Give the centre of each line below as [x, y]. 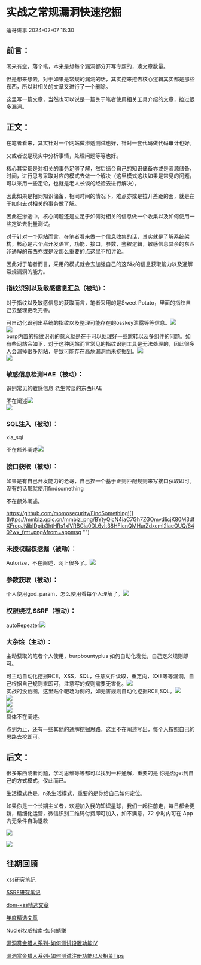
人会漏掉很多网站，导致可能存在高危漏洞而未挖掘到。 [72, 351]
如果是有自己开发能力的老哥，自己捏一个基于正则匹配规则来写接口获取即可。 [100, 481]
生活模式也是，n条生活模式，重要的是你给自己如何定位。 [76, 793]
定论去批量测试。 [32, 223]
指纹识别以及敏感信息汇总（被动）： [57, 288]
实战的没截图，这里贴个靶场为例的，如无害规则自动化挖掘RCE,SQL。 [91, 691]
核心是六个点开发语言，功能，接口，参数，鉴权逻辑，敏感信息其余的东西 [106, 243]
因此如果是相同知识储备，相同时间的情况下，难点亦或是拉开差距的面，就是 [98, 196]
